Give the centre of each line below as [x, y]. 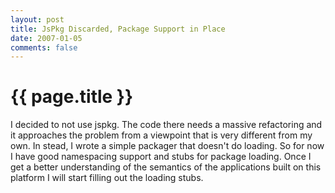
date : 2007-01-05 [46, 38]
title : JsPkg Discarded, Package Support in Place [118, 29]
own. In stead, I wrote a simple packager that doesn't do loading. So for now [167, 146]
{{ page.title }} [72, 97]
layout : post [37, 19]
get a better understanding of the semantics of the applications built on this [166, 167]
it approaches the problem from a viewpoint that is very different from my [161, 135]
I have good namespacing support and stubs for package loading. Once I [161, 157]
